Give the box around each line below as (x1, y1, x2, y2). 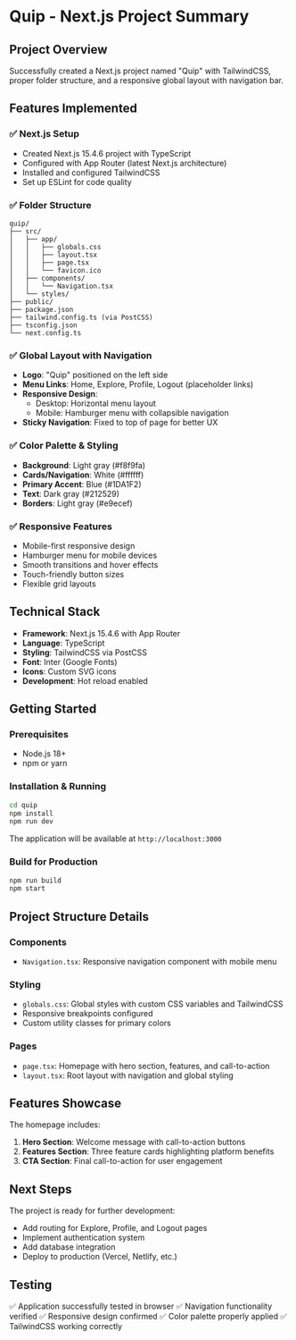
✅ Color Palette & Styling (9, 440, 119, 452)
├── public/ (9, 297, 53, 306)
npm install (9, 809, 53, 818)
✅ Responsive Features (9, 520, 113, 533)
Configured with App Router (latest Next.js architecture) (21, 157, 227, 168)
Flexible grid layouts (21, 578, 96, 589)
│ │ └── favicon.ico (9, 265, 102, 274)
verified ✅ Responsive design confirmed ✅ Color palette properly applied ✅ (9, 1311, 288, 1322)
